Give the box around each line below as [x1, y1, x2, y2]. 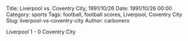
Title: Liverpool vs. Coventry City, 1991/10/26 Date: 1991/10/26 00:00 [6, 5, 172, 12]
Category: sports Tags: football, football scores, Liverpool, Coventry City [6, 11, 183, 18]
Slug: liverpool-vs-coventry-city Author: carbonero [6, 17, 130, 24]
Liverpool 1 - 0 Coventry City [6, 28, 76, 35]
